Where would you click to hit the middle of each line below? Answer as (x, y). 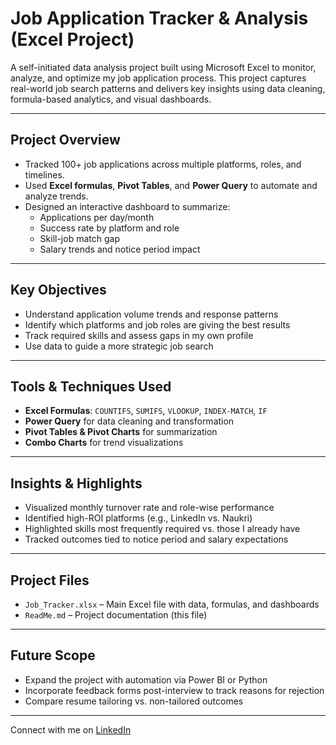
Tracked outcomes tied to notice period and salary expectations (156, 539)
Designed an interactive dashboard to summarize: (127, 206)
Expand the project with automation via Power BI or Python (146, 679)
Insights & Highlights (76, 483)
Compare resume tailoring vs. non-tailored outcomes (134, 701)
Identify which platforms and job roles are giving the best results (157, 324)
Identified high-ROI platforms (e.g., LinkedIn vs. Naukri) (138, 518)
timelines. (44, 174)
